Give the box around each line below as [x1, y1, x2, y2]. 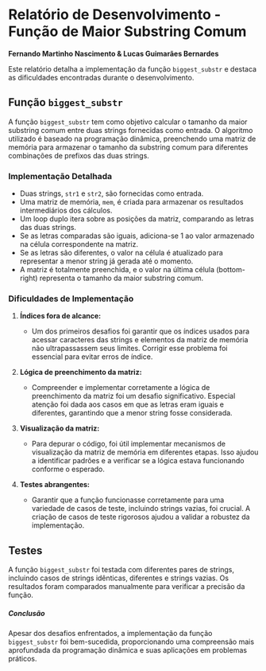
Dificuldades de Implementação [8, 293, 134, 304]
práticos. [8, 654, 37, 664]
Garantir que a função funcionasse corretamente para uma [31, 495, 225, 505]
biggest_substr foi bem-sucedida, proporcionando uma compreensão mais [8, 637, 255, 646]
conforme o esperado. [31, 464, 106, 474]
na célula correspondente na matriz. [19, 240, 139, 249]
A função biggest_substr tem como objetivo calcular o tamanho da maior [8, 117, 248, 127]
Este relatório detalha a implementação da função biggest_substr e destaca [8, 64, 256, 73]
